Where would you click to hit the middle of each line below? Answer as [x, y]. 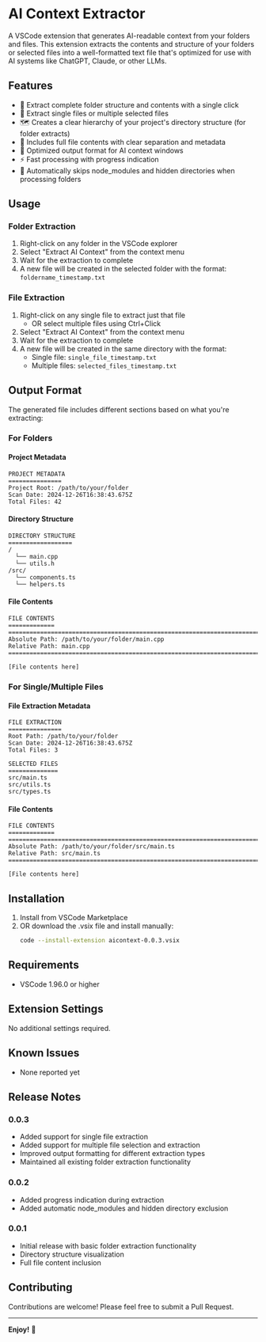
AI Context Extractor [77, 14]
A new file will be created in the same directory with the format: [123, 348]
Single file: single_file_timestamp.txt [94, 357]
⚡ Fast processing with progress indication [89, 159]
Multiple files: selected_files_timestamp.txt [104, 366]
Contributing [40, 1288]
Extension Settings [56, 1009]
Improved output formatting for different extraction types [112, 1154]
